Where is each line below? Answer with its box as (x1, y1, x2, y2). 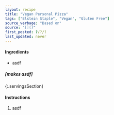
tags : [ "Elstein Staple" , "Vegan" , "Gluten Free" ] (5, 16, 110, 21)
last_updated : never (5, 34, 47, 39)
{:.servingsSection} (5, 83, 44, 89)
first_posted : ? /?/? (5, 30, 47, 34)
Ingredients (5, 49, 29, 55)
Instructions (5, 94, 31, 100)
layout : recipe (5, 7, 36, 12)
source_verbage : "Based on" (5, 20, 62, 26)
